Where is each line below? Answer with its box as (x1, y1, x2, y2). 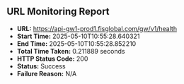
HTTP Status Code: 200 (16, 54, 88, 63)
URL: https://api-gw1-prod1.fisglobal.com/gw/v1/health (16, 24, 178, 32)
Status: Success (16, 61, 66, 70)
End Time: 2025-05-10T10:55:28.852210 (16, 39, 137, 48)
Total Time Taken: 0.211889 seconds (16, 47, 125, 55)
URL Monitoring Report (6, 6, 110, 18)
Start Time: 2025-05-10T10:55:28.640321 (16, 32, 140, 40)
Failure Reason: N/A (16, 69, 77, 78)
